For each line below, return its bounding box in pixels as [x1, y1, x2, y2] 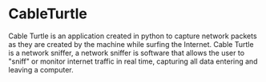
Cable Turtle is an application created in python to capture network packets [8, 31, 258, 41]
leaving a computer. [8, 64, 74, 74]
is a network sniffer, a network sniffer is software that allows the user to [8, 48, 245, 57]
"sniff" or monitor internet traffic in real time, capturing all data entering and [8, 57, 258, 66]
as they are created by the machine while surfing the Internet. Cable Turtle [8, 39, 254, 49]
